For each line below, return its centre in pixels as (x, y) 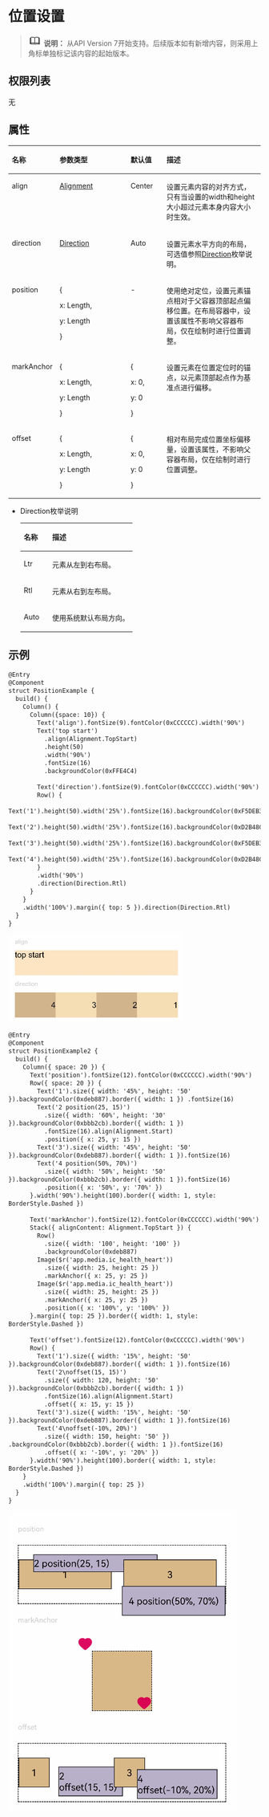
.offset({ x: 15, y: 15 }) (89, 1405)
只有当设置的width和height (211, 197)
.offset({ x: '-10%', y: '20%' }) (101, 1453)
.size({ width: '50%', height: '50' (105, 1172)
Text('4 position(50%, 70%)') (87, 1164)
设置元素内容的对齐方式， (209, 187)
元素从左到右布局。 (84, 564)
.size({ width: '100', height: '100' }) (112, 1244)
